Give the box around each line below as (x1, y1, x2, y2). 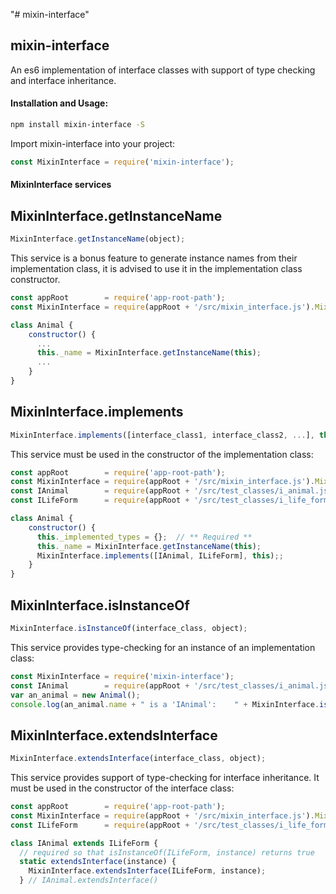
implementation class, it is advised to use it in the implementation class (10, 263, 303, 275)
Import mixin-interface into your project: (10, 137, 176, 149)
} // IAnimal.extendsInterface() (19, 875, 159, 886)
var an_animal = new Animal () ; (10, 690, 141, 700)
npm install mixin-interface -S (10, 120, 145, 130)
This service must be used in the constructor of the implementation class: (10, 448, 314, 460)
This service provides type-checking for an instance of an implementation (10, 641, 316, 653)
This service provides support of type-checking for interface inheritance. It (10, 772, 320, 784)
